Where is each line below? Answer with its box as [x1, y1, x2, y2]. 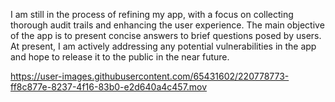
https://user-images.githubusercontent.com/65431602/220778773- [10, 70, 290, 82]
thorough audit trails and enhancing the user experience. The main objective [10, 19, 325, 31]
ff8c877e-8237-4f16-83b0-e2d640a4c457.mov [10, 81, 208, 93]
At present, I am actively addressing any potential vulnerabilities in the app [10, 40, 317, 52]
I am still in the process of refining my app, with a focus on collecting [10, 9, 294, 20]
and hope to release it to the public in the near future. [10, 51, 230, 63]
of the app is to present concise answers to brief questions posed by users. [10, 30, 322, 41]
